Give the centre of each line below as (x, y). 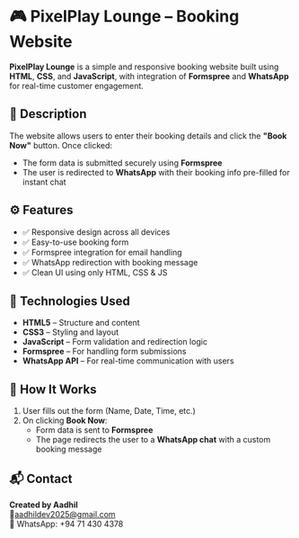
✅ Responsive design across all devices (96, 232)
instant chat (44, 182)
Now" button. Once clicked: (61, 145)
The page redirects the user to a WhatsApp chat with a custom (153, 440)
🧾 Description (48, 114)
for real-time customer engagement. (76, 85)
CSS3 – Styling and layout (70, 332)
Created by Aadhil (44, 505)
